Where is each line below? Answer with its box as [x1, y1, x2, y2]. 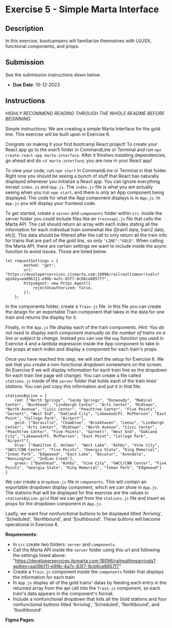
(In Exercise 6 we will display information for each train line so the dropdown [5, 366, 167, 373]
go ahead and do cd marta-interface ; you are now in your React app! [5, 157, 152, 163]
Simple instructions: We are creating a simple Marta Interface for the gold [5, 125, 161, 132]
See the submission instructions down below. [5, 71, 101, 78]
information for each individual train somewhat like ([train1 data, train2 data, [5, 226, 165, 232]
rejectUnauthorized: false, [32, 285, 93, 290]
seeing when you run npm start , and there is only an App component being [5, 189, 164, 195]
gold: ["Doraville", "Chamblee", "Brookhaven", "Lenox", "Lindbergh [14, 420, 164, 425]
